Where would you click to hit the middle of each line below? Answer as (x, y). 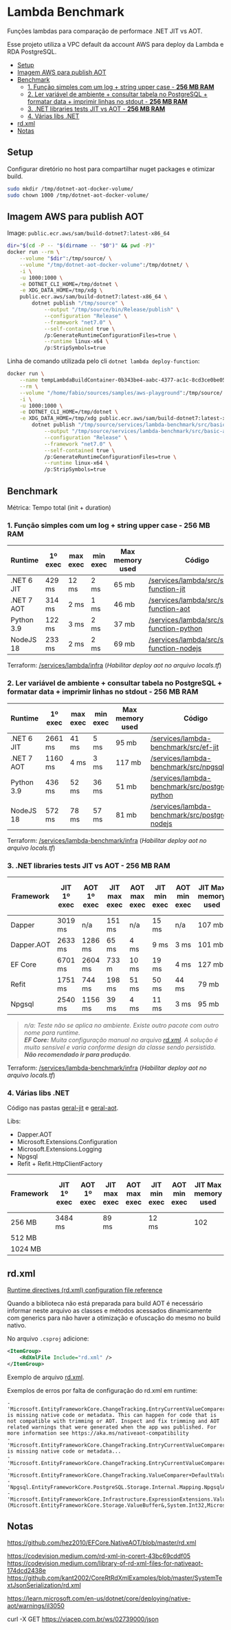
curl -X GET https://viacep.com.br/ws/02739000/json (83, 1619)
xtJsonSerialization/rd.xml (44, 1585)
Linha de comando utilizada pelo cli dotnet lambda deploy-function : (103, 361)
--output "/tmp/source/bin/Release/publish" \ (112, 310)
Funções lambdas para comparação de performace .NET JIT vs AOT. (105, 31)
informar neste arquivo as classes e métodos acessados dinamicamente (109, 1311)
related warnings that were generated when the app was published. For (112, 1427)
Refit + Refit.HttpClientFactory (60, 1164)
